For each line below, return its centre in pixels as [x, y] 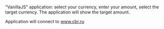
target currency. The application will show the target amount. [68, 12]
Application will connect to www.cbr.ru [45, 22]
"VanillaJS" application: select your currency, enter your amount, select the [82, 7]
